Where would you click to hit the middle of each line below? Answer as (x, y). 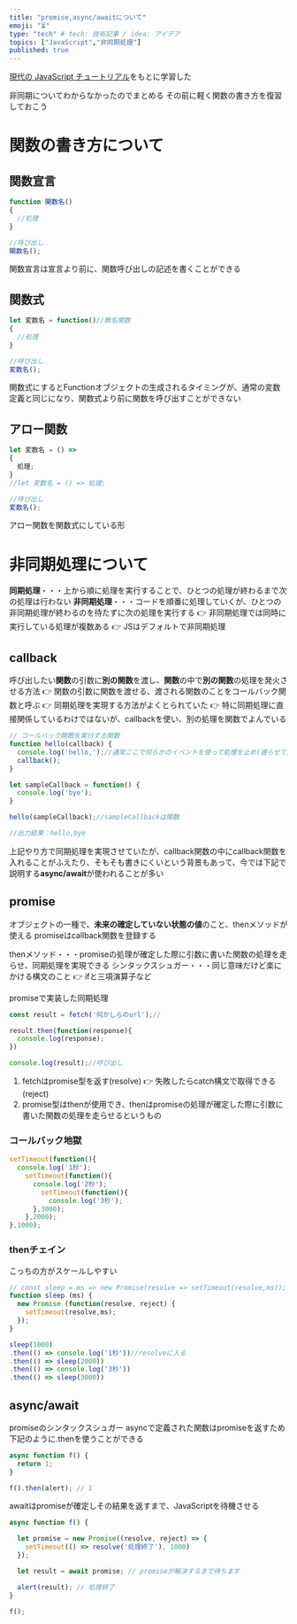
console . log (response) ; (61, 1039)
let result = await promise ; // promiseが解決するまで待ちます (129, 1571)
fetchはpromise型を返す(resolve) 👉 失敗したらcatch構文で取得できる (149, 1081)
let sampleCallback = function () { (75, 785)
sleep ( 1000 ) (31, 1344)
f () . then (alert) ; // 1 (51, 1488)
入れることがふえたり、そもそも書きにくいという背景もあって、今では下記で (148, 862)
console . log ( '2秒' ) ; (70, 1184)
